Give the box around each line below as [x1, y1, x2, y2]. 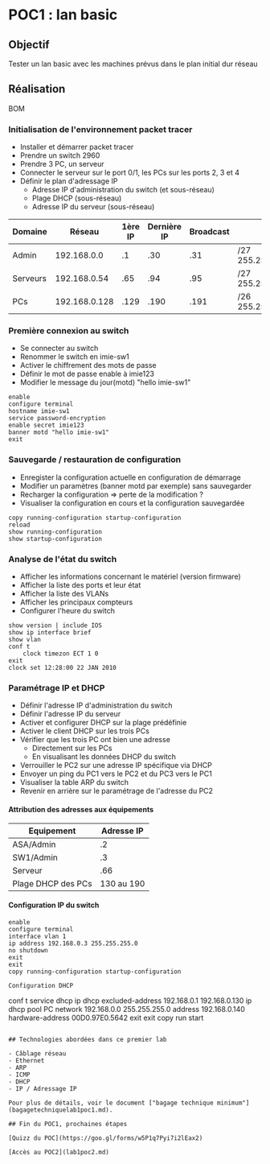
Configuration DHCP [8, 981, 74, 989]
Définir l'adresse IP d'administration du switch [19, 700, 173, 710]
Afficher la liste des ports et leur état [19, 580, 141, 589]
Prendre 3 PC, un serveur [19, 159, 104, 169]
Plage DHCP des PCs [12, 877, 92, 889]
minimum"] [216, 1099, 250, 1107]
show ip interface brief [8, 629, 92, 637]
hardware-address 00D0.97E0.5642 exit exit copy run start [8, 1013, 204, 1022]
